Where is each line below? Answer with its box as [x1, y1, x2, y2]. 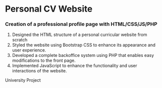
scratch [12, 37, 28, 43]
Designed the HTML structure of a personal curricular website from [12, 32, 147, 37]
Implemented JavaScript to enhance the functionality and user [12, 63, 138, 69]
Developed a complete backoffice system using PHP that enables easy [12, 53, 154, 58]
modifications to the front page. [12, 57, 76, 64]
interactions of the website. [12, 68, 67, 74]
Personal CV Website [5, 3, 92, 15]
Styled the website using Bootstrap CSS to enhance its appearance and [12, 42, 156, 48]
